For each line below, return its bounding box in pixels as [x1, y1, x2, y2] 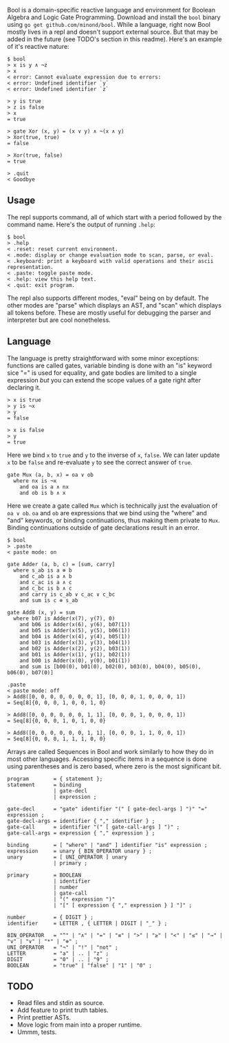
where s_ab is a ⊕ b [13, 567, 72, 574]
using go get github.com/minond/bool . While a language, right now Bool [7, 21, 211, 28]
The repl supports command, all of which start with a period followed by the [7, 213, 222, 221]
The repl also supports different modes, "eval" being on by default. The [7, 294, 210, 302]
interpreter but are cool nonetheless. [7, 316, 111, 324]
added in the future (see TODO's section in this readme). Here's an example [7, 35, 222, 43]
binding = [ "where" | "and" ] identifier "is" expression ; [7, 841, 208, 848]
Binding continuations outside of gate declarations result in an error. [7, 523, 199, 532]
